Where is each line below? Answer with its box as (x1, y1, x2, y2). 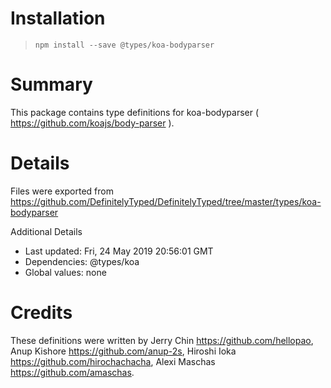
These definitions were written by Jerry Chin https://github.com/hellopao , (10, 334, 314, 346)
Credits (10, 302, 73, 324)
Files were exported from (10, 185, 114, 197)
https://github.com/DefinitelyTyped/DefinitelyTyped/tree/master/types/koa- (10, 195, 322, 207)
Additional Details (10, 225, 83, 237)
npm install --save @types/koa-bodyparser (34, 40, 215, 50)
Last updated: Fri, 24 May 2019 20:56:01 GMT (24, 245, 214, 257)
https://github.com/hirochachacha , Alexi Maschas (10, 355, 216, 367)
